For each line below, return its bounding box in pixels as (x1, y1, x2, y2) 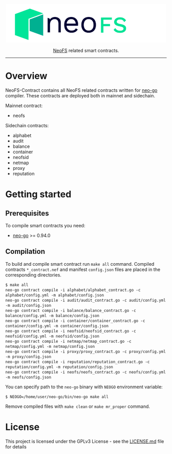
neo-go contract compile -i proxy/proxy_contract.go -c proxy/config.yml (5, 349, 166, 354)
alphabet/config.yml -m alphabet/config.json (5, 292, 104, 298)
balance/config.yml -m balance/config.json (5, 313, 100, 318)
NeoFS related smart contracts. (53, 48, 119, 54)
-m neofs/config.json (5, 374, 52, 380)
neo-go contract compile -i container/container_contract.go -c (5, 318, 145, 323)
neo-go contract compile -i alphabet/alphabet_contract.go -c (5, 287, 141, 292)
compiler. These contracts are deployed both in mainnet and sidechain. (5, 92, 155, 98)
